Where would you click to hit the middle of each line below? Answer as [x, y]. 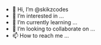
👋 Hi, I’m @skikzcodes [40, 9]
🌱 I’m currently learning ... [45, 22]
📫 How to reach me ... [40, 36]
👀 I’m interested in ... [38, 16]
